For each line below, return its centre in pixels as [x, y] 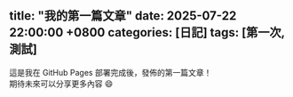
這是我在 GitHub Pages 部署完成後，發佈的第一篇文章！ [111, 72]
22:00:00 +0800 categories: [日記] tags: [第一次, [147, 32]
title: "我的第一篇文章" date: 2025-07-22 [123, 16]
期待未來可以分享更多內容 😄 [61, 84]
